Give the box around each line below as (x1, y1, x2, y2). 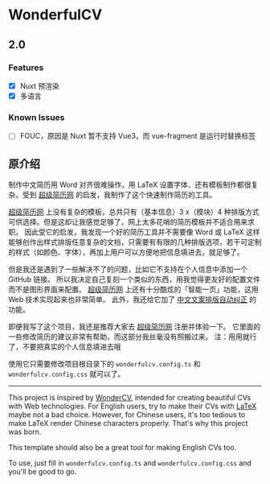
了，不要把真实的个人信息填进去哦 (8, 342, 121, 352)
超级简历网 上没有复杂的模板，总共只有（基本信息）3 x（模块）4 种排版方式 (8, 207, 260, 217)
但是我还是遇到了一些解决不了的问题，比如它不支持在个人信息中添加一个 (8, 264, 247, 275)
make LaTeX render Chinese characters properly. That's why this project (8, 419, 248, 428)
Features (8, 62, 44, 73)
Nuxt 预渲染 (19, 81, 60, 90)
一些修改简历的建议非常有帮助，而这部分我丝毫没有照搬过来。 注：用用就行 (8, 332, 257, 341)
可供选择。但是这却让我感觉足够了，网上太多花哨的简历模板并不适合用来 (8, 217, 247, 227)
